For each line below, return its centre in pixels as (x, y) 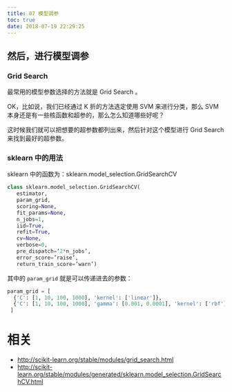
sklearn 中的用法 (35, 158)
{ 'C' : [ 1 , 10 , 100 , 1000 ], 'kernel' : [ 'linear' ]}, (88, 298)
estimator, (32, 194)
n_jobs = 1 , (30, 219)
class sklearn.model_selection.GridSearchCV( (74, 187)
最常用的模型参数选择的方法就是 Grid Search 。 (74, 92)
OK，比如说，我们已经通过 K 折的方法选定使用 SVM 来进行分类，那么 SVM (113, 107)
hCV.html (30, 382)
